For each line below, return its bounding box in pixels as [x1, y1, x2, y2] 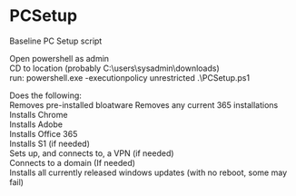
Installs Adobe [9, 119, 64, 130]
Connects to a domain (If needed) [9, 157, 136, 168]
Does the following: [9, 90, 82, 101]
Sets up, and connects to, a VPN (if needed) [9, 147, 174, 159]
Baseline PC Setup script [9, 35, 103, 46]
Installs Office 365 [9, 128, 78, 139]
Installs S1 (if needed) [9, 138, 91, 149]
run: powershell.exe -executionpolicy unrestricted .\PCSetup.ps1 [9, 72, 251, 83]
